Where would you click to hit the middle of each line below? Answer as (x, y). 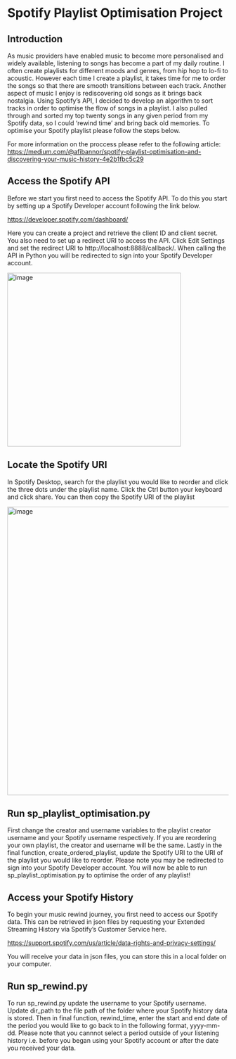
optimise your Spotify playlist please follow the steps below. (94, 131)
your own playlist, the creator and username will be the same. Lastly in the (115, 845)
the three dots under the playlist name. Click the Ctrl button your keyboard (115, 489)
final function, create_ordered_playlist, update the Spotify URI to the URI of (115, 853)
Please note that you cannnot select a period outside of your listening (119, 1033)
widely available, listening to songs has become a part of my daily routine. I (116, 63)
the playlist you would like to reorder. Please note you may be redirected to (116, 861)
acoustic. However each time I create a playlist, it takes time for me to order (117, 78)
